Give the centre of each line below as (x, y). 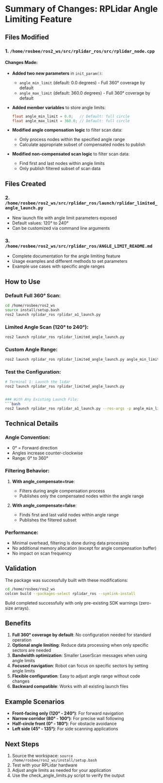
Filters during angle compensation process (62, 491)
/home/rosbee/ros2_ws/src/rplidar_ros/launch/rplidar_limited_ (81, 203)
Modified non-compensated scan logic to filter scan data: (71, 154)
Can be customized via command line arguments (61, 228)
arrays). (22, 608)
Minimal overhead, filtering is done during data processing (71, 543)
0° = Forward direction (35, 448)
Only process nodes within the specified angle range (72, 140)
